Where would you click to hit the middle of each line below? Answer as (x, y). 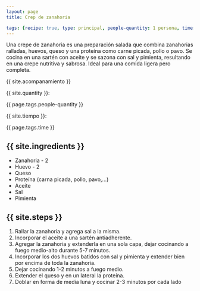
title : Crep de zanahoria (38, 17)
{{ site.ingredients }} (46, 146)
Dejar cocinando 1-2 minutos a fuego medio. (69, 269)
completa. (18, 70)
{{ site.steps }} (34, 217)
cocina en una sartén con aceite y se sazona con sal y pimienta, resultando (98, 58)
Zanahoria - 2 (32, 160)
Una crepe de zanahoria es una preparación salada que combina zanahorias (100, 45)
